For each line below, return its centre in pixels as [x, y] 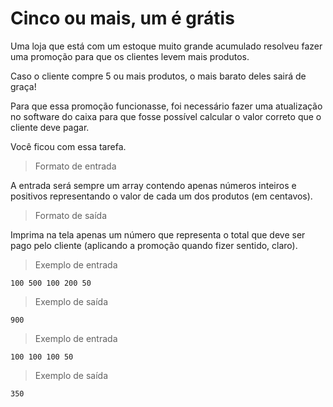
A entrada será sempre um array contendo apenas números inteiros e [153, 185]
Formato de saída [71, 215]
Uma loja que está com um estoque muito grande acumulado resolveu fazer [166, 46]
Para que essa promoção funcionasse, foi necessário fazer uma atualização [166, 106]
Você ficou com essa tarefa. [68, 146]
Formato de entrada [75, 166]
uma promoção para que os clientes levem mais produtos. [130, 56]
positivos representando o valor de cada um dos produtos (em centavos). [161, 196]
